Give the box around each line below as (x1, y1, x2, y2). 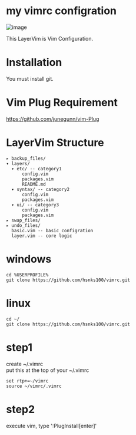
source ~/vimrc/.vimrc (6, 383, 62, 389)
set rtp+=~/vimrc (6, 378, 49, 384)
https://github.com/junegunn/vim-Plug (6, 115, 99, 122)
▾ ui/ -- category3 (11, 202, 59, 207)
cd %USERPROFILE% (6, 272, 49, 278)
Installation (6, 56, 62, 69)
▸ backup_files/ (6, 155, 46, 162)
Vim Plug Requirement (6, 96, 118, 110)
